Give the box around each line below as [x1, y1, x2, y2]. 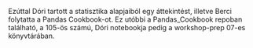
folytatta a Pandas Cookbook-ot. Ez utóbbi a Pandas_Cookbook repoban [8, 15, 243, 24]
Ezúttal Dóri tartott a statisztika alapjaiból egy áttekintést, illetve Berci [8, 7, 232, 15]
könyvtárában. [8, 31, 55, 40]
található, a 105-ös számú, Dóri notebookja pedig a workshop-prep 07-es [8, 23, 246, 32]
